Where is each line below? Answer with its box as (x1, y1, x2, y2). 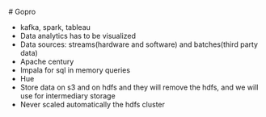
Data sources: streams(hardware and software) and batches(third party (19, 40, 259, 49)
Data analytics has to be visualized (19, 31, 136, 40)
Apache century (19, 56, 74, 66)
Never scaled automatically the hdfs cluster (19, 100, 166, 109)
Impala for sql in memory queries (19, 65, 131, 75)
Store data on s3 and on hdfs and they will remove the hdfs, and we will (19, 82, 259, 92)
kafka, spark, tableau (19, 23, 91, 31)
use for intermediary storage (19, 91, 116, 100)
